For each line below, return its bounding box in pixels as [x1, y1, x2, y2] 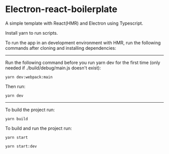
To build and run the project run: [5, 125, 72, 131]
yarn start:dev [5, 143, 37, 149]
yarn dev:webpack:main [5, 74, 53, 80]
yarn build [5, 116, 28, 121]
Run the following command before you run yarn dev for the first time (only [5, 59, 160, 65]
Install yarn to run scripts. [5, 30, 58, 36]
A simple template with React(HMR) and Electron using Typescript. [5, 20, 143, 26]
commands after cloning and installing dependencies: [5, 45, 117, 51]
